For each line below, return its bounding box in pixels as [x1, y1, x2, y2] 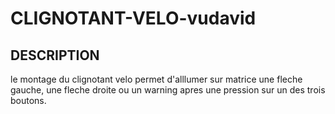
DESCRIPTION [10, 47, 100, 64]
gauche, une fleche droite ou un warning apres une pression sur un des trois [10, 84, 326, 96]
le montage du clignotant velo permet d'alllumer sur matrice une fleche [10, 73, 303, 85]
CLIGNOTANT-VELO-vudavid [10, 7, 257, 30]
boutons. [10, 95, 47, 106]
